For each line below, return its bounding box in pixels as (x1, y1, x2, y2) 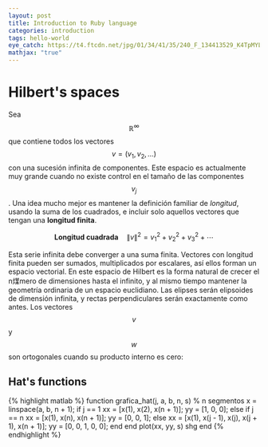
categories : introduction (8, 26, 94, 34)
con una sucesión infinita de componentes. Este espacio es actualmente (8, 163, 246, 172)
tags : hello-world (8, 34, 69, 42)
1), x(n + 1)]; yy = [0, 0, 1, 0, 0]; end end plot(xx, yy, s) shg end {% (8, 421, 224, 431)
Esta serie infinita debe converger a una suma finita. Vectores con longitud (8, 249, 254, 259)
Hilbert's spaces (8, 83, 120, 101)
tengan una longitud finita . (8, 216, 97, 225)
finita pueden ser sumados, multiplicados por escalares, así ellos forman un (8, 258, 257, 267)
